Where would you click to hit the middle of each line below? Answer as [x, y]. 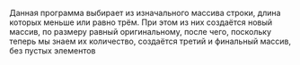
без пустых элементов [53, 51]
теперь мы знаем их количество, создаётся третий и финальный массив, [150, 41]
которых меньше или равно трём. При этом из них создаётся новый [141, 22]
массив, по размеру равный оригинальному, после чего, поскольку [141, 32]
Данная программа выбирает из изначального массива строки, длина [145, 13]
